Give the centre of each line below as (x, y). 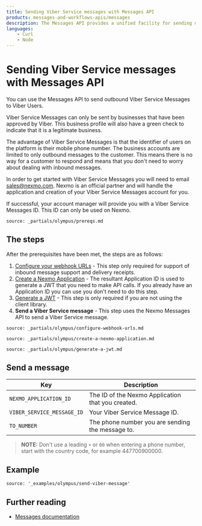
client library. (31, 304)
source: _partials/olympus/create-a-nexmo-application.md (80, 338)
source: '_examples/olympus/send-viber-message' (68, 484)
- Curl (25, 34)
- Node (25, 40)
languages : (20, 29)
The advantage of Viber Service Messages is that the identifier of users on (99, 142)
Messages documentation (47, 517)
